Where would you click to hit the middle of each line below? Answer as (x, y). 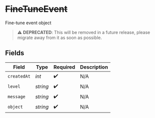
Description (94, 67)
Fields (15, 53)
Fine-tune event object (28, 23)
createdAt (19, 77)
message (17, 97)
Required (64, 67)
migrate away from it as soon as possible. (59, 38)
